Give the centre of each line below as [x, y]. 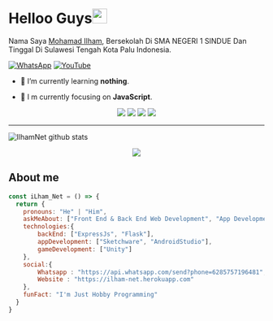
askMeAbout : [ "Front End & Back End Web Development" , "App [127, 219]
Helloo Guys [50, 18]
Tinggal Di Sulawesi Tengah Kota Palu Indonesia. [90, 50]
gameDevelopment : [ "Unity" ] [85, 249]
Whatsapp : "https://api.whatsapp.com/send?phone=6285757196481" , [152, 272]
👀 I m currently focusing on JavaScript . [86, 97]
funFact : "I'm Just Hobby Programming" [91, 295]
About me [34, 178]
